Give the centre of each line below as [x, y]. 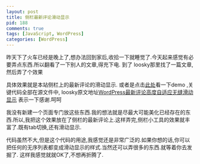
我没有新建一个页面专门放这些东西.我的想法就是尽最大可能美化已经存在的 [96, 112]
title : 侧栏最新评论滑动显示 [38, 17]
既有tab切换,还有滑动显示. [50, 127]
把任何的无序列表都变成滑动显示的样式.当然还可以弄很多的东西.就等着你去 [97, 147]
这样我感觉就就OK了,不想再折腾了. [61, 155]
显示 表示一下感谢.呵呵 [34, 100]
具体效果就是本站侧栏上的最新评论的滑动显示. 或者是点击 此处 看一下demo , [97, 85]
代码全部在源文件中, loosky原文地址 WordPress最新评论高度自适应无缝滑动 [102, 92]
